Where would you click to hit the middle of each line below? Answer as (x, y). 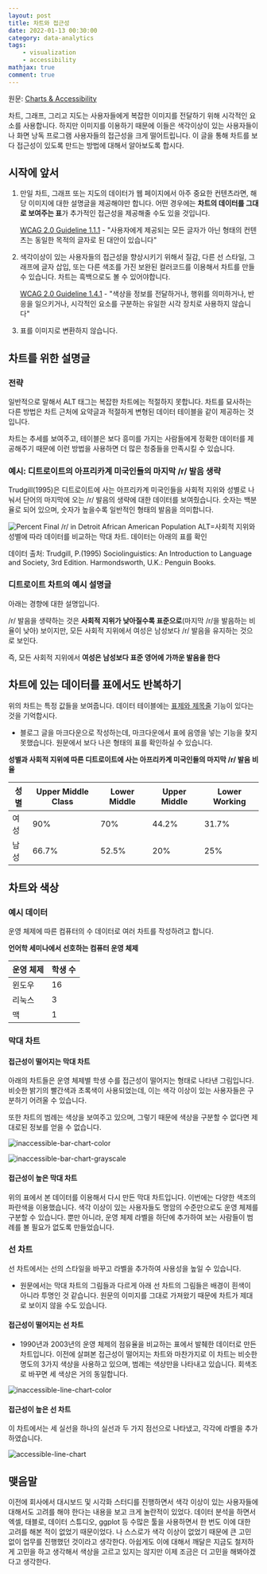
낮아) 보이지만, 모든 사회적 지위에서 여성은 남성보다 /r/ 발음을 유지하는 (130, 631)
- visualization (50, 53)
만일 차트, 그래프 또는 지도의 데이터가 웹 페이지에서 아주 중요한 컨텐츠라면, (134, 193)
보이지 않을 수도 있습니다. (68, 1305)
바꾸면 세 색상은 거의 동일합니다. (78, 1374)
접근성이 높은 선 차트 (40, 1409)
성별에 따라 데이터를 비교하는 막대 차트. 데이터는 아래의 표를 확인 (108, 537)
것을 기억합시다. (33, 715)
